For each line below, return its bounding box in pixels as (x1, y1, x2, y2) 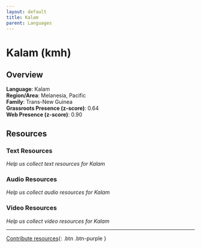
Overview (6, 70, 44, 80)
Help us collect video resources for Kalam (6, 217, 109, 225)
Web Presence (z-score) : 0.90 (6, 111, 83, 118)
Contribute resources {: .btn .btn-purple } (6, 235, 106, 242)
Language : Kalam (6, 85, 50, 93)
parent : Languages (6, 20, 52, 26)
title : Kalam (6, 14, 39, 20)
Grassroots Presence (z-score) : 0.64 (6, 104, 99, 112)
